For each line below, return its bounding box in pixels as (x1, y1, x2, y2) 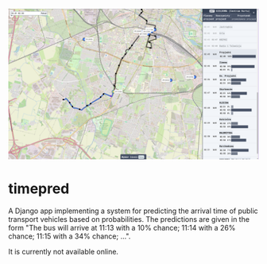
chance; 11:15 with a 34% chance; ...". (8, 231, 131, 241)
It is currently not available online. (8, 247, 119, 257)
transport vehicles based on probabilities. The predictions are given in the (8, 215, 250, 224)
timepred (8, 180, 70, 198)
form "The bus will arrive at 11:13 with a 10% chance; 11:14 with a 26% (8, 223, 236, 233)
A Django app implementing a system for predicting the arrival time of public (8, 206, 258, 215)
